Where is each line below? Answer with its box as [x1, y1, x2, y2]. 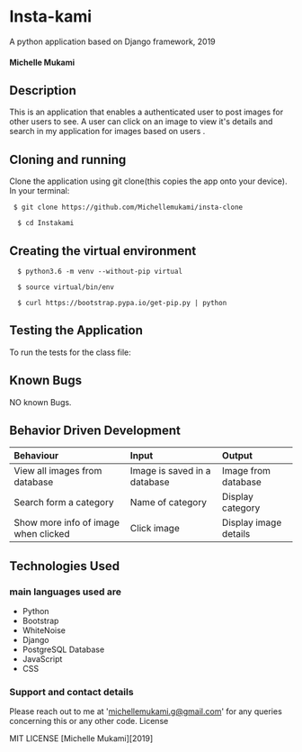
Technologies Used [9, 558, 120, 574]
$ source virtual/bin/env [17, 282, 115, 292]
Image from [221, 465, 271, 477]
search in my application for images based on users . [9, 126, 206, 137]
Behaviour [13, 449, 59, 462]
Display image [221, 516, 282, 529]
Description [9, 83, 76, 98]
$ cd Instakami [17, 219, 75, 228]
